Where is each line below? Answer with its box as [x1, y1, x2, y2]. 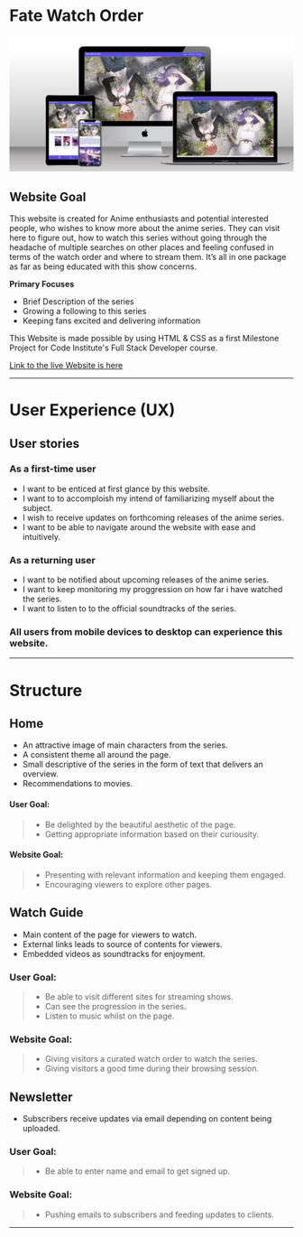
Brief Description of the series [22, 295, 135, 307]
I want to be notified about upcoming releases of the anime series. [22, 574, 270, 585]
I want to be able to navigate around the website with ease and [22, 521, 256, 533]
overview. [22, 768, 59, 779]
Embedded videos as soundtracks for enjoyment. [22, 948, 206, 959]
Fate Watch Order [9, 5, 144, 26]
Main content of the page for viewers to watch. [22, 929, 197, 940]
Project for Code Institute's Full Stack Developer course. [9, 342, 218, 353]
